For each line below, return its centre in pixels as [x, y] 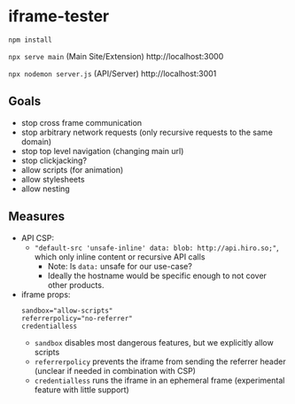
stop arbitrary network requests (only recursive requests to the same [147, 132]
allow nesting [45, 189]
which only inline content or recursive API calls [120, 256]
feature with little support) [82, 389]
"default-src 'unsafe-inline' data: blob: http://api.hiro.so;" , [157, 247]
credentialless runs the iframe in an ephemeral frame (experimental [159, 380]
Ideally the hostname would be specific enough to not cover [157, 276]
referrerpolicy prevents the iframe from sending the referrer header [160, 361]
